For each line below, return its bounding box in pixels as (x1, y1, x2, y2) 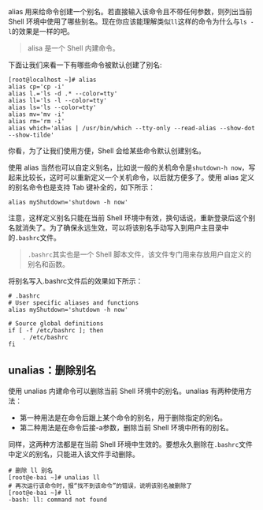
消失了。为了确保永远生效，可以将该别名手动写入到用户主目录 (21, 223, 222, 232)
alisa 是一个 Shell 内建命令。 (27, 43, 120, 53)
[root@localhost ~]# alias (8, 76, 97, 84)
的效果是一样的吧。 (11, 27, 75, 36)
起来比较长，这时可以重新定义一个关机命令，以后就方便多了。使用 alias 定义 (8, 173, 254, 182)
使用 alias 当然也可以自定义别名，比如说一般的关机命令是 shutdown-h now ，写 (8, 163, 256, 172)
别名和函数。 (27, 260, 69, 268)
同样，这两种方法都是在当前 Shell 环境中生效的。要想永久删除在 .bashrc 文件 (8, 439, 254, 448)
